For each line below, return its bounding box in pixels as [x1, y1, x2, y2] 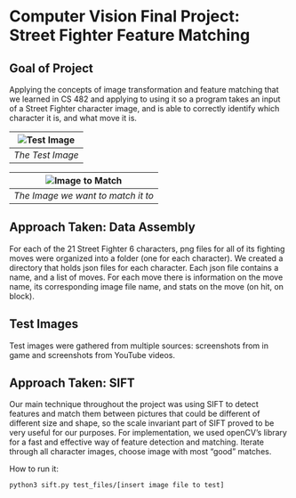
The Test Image [13, 149, 79, 161]
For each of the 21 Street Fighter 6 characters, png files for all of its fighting [9, 243, 285, 254]
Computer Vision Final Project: [9, 6, 240, 27]
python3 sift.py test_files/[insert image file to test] [9, 481, 225, 490]
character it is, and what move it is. [9, 113, 138, 123]
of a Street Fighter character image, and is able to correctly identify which [9, 103, 280, 113]
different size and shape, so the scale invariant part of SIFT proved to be [9, 418, 275, 429]
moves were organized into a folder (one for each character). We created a [9, 252, 284, 264]
